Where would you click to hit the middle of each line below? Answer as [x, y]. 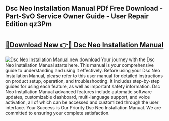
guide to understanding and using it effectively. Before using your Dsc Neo [83, 70]
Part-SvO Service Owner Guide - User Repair [77, 16]
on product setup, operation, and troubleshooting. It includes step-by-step [82, 81]
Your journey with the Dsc [128, 59]
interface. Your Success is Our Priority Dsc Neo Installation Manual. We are [83, 108]
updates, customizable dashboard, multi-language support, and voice [78, 97]
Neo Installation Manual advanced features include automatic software [79, 92]
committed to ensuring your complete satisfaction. [58, 113]
